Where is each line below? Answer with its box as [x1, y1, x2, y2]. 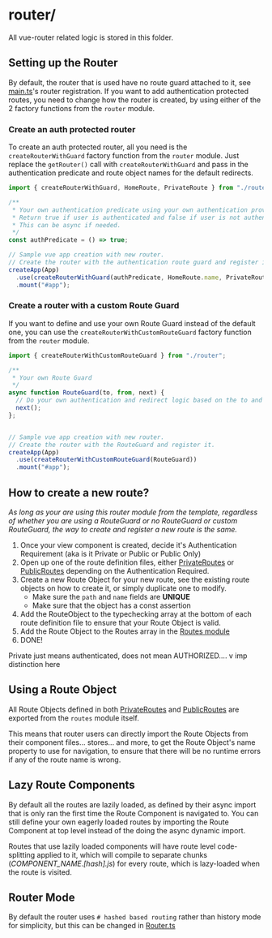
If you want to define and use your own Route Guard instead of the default [8, 318, 257, 328]
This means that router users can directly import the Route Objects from [8, 729, 249, 738]
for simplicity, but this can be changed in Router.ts [8, 921, 176, 931]
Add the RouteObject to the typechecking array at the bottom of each [19, 609, 253, 619]
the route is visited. [8, 867, 73, 877]
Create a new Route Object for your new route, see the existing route [19, 574, 250, 585]
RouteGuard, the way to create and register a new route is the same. [8, 525, 237, 535]
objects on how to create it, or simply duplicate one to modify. [19, 583, 227, 593]
